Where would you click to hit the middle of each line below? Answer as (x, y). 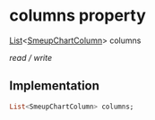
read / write (30, 57)
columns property (77, 16)
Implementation (55, 86)
